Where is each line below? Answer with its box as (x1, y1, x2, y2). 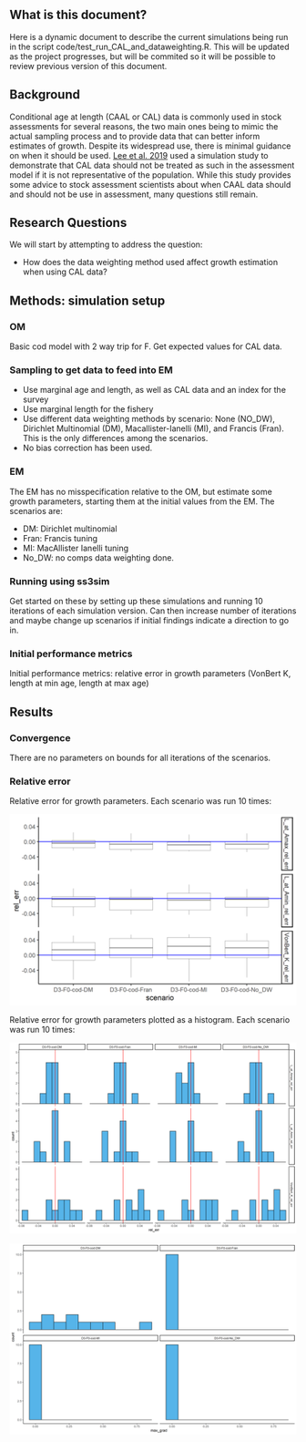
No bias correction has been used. (22, 442, 153, 454)
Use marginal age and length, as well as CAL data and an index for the (22, 385, 287, 396)
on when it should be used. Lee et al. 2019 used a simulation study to (9, 149, 269, 160)
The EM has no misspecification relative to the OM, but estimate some (9, 486, 273, 497)
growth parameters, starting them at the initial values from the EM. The (9, 496, 275, 507)
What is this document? (9, 7, 148, 23)
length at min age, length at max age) (9, 678, 149, 689)
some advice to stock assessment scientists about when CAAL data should (9, 179, 291, 190)
